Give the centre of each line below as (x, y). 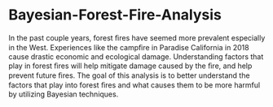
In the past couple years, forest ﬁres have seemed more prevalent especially (137, 37)
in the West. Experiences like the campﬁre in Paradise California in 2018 (129, 47)
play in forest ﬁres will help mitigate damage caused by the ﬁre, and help (130, 66)
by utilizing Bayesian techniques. (64, 94)
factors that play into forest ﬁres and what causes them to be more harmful (134, 85)
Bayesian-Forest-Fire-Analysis (115, 15)
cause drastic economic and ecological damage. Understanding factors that (136, 56)
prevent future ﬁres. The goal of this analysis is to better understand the (129, 75)
